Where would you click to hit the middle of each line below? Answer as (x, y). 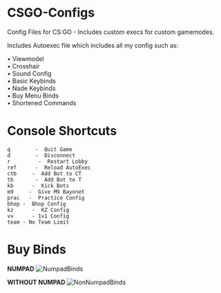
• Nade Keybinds (31, 88)
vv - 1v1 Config (38, 216)
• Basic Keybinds (32, 80)
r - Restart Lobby (48, 161)
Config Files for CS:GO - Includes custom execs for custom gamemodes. (111, 32)
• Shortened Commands (42, 103)
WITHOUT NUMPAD (36, 282)
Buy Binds (37, 250)
